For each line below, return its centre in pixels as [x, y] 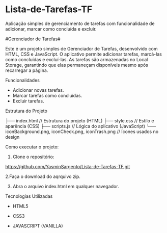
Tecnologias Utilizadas [29, 196]
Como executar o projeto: [32, 147]
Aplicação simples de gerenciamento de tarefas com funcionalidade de [80, 23]
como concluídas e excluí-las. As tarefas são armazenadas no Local [77, 59]
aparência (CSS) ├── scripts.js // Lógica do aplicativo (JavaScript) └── [81, 126]
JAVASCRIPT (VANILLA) [38, 226]
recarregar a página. [27, 70]
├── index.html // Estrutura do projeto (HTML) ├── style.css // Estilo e [80, 120]
